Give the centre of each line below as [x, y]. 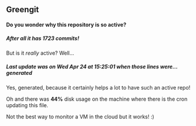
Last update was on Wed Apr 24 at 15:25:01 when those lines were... [92, 67]
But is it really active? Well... [40, 53]
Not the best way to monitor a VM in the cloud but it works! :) [80, 117]
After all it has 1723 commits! [43, 38]
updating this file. [27, 105]
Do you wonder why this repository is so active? [66, 24]
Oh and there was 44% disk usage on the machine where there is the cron [97, 99]
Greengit [23, 10]
